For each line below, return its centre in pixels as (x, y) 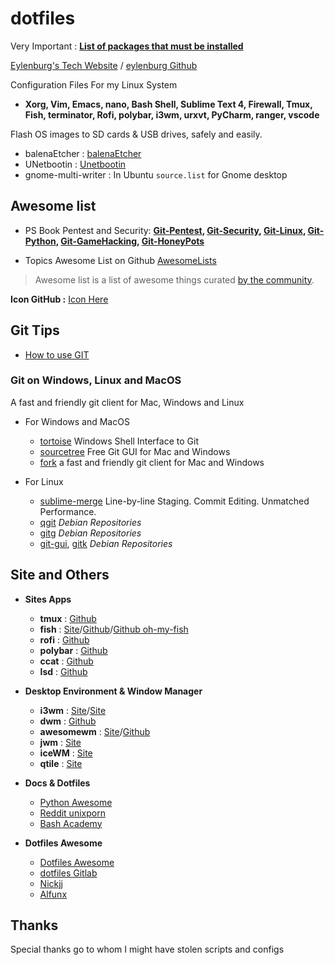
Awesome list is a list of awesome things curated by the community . (174, 279)
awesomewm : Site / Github (95, 731)
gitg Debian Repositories (90, 533)
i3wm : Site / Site (73, 710)
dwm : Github (68, 721)
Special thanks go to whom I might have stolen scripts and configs (147, 949)
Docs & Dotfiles (57, 783)
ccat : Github (66, 661)
